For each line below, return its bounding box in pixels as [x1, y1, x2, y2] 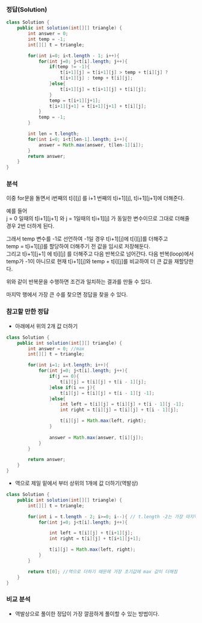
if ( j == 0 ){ [49, 374, 79, 380]
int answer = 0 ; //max [28, 345, 85, 352]
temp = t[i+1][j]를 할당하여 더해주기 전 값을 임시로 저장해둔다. [6, 243, 150, 250]
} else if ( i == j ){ [49, 384, 96, 390]
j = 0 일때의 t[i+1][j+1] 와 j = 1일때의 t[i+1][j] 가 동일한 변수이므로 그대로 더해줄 [6, 215, 190, 222]
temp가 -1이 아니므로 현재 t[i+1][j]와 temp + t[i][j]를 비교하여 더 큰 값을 [6, 258, 173, 265]
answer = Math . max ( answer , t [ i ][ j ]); [49, 434, 144, 440]
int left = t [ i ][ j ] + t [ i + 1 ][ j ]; [49, 530, 133, 536]
